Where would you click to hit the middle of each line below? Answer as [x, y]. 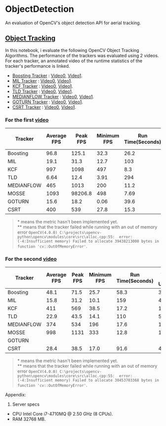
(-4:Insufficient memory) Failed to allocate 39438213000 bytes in [88, 241]
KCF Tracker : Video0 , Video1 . [42, 86]
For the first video [27, 120]
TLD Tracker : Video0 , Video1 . [42, 91]
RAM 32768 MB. [29, 419]
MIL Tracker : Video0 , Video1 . [42, 81]
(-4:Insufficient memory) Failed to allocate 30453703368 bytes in [88, 381]
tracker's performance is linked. [38, 66]
